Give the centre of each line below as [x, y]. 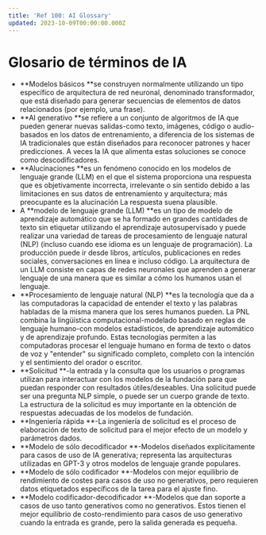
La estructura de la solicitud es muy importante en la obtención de [128, 405]
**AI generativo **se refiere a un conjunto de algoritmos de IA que [129, 118]
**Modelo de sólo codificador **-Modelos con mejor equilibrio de [129, 472]
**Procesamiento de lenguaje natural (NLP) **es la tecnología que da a [137, 295]
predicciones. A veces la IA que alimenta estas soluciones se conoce [133, 152]
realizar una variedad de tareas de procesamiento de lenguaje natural [133, 236]
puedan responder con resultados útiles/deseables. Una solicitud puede [138, 388]
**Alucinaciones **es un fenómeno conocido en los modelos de [125, 168]
